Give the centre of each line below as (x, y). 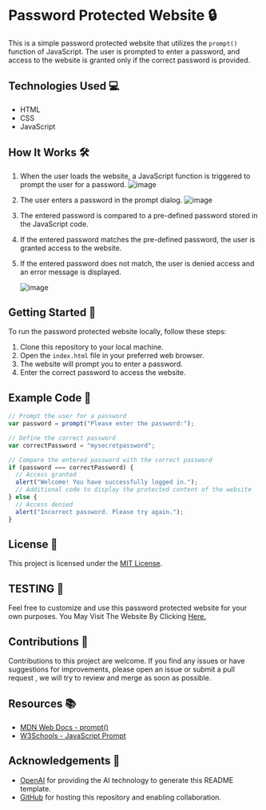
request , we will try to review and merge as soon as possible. (110, 678)
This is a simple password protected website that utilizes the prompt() (123, 43)
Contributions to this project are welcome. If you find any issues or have (127, 661)
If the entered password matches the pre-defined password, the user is (137, 239)
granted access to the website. (71, 248)
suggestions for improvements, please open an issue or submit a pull (122, 669)
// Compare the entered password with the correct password (111, 460)
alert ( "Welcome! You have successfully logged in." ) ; (107, 482)
